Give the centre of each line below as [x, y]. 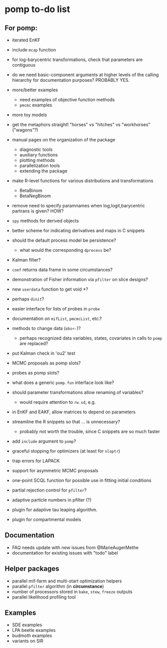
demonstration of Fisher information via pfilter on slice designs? [80, 279]
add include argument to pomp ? [44, 441]
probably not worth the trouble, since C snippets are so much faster [90, 431]
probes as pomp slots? [35, 373]
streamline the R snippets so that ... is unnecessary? [66, 422]
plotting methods [37, 160]
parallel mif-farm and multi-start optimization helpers [67, 581]
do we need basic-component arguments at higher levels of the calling [85, 75]
